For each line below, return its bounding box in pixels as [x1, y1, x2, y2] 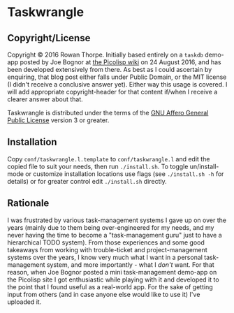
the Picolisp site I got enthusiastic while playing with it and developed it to [7, 275, 219, 284]
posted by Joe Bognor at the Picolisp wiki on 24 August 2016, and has [20, 58, 221, 66]
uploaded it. [7, 298, 42, 306]
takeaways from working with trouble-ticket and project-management [7, 245, 207, 254]
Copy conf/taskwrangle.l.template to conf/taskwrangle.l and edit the [7, 154, 210, 163]
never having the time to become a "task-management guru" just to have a [7, 231, 222, 239]
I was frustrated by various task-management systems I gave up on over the [7, 216, 227, 224]
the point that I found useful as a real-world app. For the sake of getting [7, 282, 213, 291]
